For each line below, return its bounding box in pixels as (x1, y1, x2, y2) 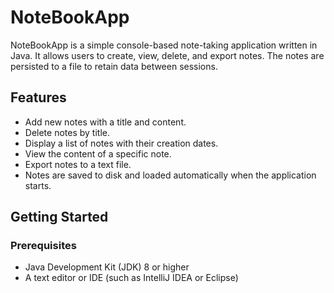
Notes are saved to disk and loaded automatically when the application (24, 169, 317, 181)
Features (10, 89, 67, 106)
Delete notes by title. (24, 126, 110, 138)
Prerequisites (10, 239, 77, 253)
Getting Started (10, 209, 109, 226)
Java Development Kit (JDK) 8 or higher (24, 261, 190, 273)
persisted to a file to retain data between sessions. (10, 60, 218, 72)
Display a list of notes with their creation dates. (24, 137, 219, 149)
